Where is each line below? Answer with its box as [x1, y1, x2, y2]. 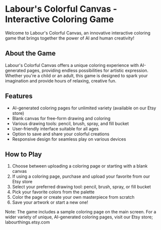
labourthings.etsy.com [5, 219, 50, 225]
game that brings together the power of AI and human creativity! [5, 35, 135, 41]
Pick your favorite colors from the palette [12, 189, 95, 195]
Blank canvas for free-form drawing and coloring [12, 115, 111, 121]
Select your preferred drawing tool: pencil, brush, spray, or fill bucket [12, 184, 151, 190]
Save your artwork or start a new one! [12, 199, 89, 206]
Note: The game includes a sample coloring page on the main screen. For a [5, 209, 156, 215]
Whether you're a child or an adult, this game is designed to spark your [5, 72, 148, 79]
